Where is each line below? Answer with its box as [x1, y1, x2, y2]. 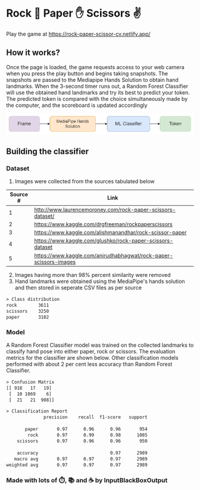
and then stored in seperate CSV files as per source [14, 284, 142, 291]
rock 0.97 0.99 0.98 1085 [27, 432, 148, 438]
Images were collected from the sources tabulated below [14, 177, 155, 184]
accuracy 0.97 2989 [17, 450, 148, 456]
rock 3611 [6, 303, 49, 309]
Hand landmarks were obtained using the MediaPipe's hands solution [14, 278, 186, 285]
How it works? [6, 48, 61, 58]
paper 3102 [6, 315, 49, 320]
